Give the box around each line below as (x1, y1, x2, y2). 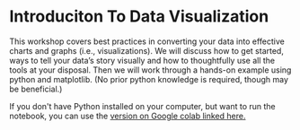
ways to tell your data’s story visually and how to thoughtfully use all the (9, 55, 276, 65)
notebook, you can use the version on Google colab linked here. (9, 110, 246, 121)
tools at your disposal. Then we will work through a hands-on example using (9, 65, 292, 75)
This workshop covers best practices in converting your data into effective (9, 36, 285, 47)
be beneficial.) (9, 83, 63, 94)
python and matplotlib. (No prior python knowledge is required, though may (9, 74, 289, 84)
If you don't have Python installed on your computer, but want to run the (9, 100, 276, 111)
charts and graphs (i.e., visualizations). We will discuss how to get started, (9, 45, 285, 56)
